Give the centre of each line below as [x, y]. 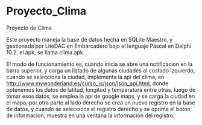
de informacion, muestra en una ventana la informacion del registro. [90, 115]
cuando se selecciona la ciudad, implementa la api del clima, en [85, 77]
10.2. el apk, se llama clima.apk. [46, 52]
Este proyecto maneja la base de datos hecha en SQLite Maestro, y [90, 39]
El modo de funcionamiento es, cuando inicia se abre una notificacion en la [99, 64]
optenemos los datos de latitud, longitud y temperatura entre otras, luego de [101, 89]
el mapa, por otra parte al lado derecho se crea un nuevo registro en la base [101, 102]
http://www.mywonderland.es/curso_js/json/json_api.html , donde [87, 83]
